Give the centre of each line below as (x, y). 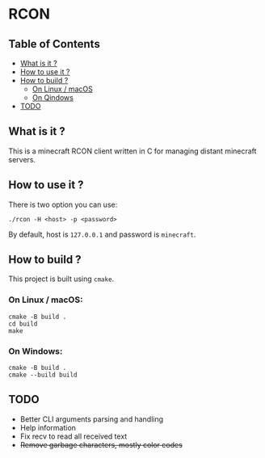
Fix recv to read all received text (74, 436)
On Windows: (36, 351)
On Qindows (53, 97)
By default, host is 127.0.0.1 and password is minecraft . (102, 234)
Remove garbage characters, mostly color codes (101, 444)
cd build (23, 324)
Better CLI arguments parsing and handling (92, 419)
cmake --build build (43, 375)
